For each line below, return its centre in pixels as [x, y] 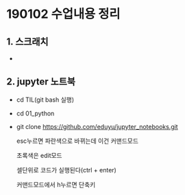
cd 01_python [35, 113]
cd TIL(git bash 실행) [45, 100]
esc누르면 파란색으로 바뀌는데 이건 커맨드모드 [77, 141]
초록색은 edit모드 [39, 155]
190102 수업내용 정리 [63, 14]
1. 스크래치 [27, 42]
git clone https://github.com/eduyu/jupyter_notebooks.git [97, 126]
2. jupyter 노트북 [41, 82]
